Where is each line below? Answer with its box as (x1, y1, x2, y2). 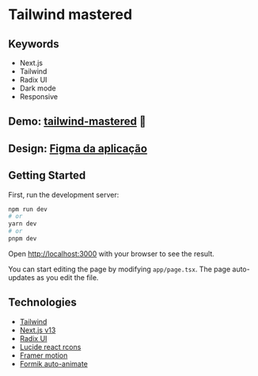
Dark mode (19, 83, 57, 93)
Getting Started (8, 169, 86, 182)
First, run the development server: (8, 190, 120, 199)
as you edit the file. (36, 272, 99, 282)
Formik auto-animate (19, 359, 89, 368)
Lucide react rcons (19, 342, 82, 351)
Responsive (19, 92, 58, 101)
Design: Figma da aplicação (8, 141, 148, 155)
